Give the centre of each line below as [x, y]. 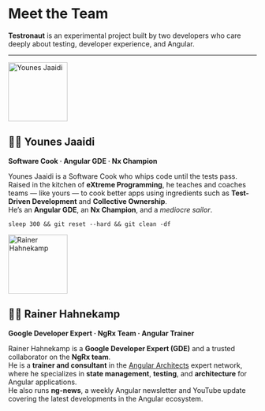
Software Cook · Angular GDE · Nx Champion [83, 161]
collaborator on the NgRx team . [60, 357]
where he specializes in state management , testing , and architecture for [127, 373]
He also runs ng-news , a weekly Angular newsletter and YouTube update [127, 390]
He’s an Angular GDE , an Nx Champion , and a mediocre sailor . [110, 209]
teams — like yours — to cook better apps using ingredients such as [119, 193]
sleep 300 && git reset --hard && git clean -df [90, 224]
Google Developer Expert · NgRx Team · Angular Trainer [101, 333]
